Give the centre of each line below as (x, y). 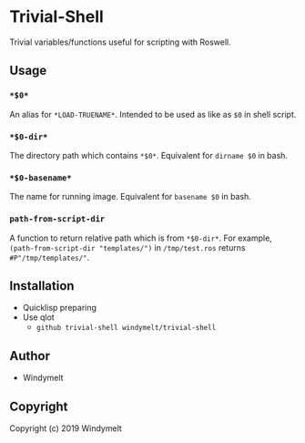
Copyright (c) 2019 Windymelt (66, 428)
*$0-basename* (41, 178)
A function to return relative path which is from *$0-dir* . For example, (141, 238)
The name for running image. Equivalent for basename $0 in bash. (131, 197)
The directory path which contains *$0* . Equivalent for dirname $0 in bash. (149, 155)
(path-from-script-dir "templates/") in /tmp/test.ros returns (127, 247)
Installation (42, 286)
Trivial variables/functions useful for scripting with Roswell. (120, 42)
